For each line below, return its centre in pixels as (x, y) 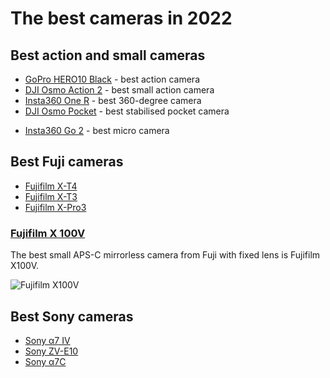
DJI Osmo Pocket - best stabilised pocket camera (127, 111)
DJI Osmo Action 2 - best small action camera (119, 90)
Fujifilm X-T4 (51, 186)
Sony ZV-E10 (51, 351)
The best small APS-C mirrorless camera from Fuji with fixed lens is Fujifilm (165, 255)
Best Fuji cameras (67, 162)
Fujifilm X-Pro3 (55, 207)
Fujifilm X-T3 (51, 196)
